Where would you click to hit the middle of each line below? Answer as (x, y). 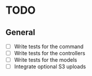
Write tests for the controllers (50, 53)
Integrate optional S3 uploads (50, 66)
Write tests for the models (45, 60)
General (21, 32)
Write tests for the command (49, 46)
